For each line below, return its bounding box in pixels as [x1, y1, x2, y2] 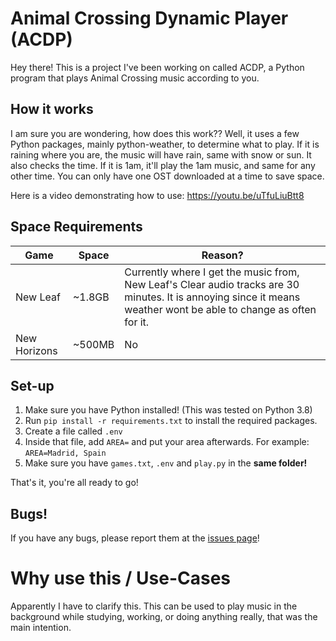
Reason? [201, 248, 244, 262]
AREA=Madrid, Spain [24, 448, 107, 459]
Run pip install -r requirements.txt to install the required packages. [24, 415, 318, 427]
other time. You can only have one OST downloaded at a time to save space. [10, 170, 325, 182]
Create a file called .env [24, 425, 123, 437]
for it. [124, 315, 150, 329]
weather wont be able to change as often [124, 302, 317, 316]
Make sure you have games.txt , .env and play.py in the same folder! [24, 457, 308, 469]
